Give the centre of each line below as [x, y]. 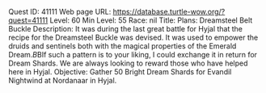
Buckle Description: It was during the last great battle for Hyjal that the [126, 29]
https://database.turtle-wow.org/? [169, 12]
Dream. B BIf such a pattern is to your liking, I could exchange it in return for [133, 55]
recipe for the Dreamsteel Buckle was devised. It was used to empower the [133, 37]
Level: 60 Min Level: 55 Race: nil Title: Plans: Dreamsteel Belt [151, 20]
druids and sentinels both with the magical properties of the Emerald [122, 46]
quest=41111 [28, 20]
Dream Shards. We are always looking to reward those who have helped [128, 63]
